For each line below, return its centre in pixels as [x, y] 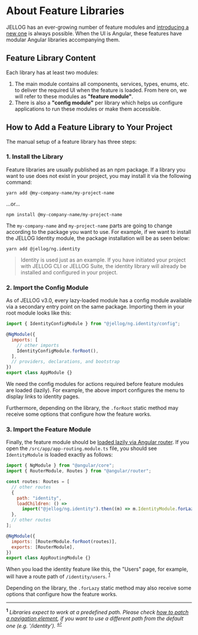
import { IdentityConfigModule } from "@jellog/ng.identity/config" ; [93, 324]
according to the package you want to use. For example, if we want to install [99, 231]
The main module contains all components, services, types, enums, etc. [102, 84]
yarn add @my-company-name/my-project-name [60, 193]
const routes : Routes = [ [38, 482]
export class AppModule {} [39, 373]
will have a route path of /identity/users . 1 [58, 576]
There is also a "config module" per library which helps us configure [98, 102]
